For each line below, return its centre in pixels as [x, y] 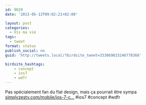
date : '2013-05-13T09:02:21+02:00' [42, 14]
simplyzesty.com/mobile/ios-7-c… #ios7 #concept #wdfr [63, 97]
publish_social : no [25, 51]
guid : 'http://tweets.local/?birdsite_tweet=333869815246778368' [73, 55]
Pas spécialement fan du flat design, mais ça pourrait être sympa [71, 92]
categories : [17, 28]
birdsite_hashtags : [25, 64]
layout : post [18, 23]
